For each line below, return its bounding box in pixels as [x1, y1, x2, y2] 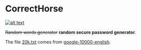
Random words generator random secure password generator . [5, 29, 136, 35]
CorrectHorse [5, 3, 63, 14]
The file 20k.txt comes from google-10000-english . [5, 38, 111, 45]
